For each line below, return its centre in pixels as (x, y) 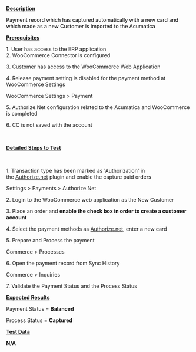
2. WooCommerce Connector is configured (58, 55)
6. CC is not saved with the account (49, 125)
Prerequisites (23, 37)
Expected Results (28, 297)
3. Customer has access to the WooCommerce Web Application (83, 67)
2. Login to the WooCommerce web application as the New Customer (90, 200)
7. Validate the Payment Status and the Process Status (72, 286)
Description (21, 9)
